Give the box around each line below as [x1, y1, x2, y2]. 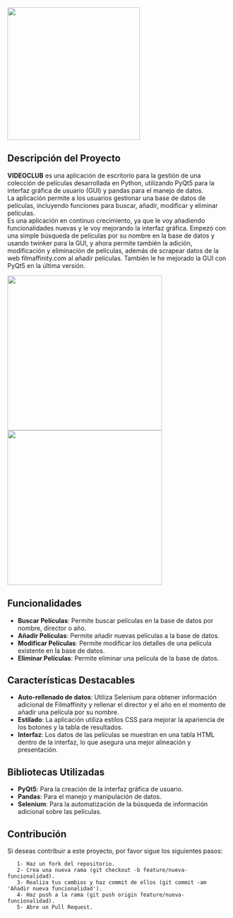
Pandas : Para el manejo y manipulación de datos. [17, 792, 162, 801]
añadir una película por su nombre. [17, 708, 119, 716]
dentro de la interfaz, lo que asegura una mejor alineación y [17, 738, 191, 747]
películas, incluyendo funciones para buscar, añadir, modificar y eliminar [7, 201, 218, 209]
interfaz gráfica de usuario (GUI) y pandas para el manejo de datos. [7, 186, 204, 194]
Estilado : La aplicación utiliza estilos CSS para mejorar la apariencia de [17, 716, 225, 724]
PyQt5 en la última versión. [7, 261, 86, 269]
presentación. [17, 745, 58, 754]
